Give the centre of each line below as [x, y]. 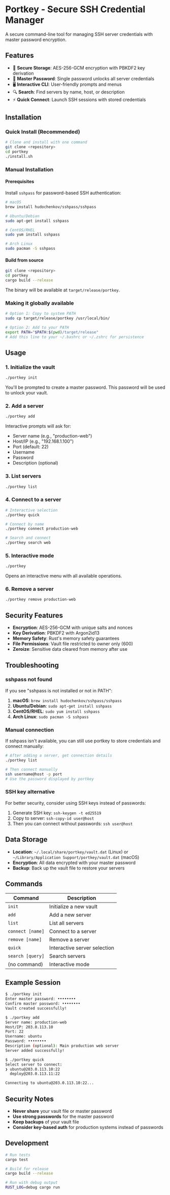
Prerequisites [20, 182]
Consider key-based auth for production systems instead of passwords [88, 1127]
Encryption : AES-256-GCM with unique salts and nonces [73, 627]
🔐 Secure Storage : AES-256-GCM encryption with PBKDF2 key [79, 68]
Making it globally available [40, 303]
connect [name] [26, 932]
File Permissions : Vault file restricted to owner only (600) [73, 644]
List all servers [66, 923]
